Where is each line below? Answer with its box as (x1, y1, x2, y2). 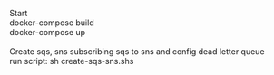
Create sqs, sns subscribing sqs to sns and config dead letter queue (9, 46, 265, 57)
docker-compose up (9, 27, 86, 37)
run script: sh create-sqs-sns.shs (9, 56, 134, 66)
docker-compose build (9, 17, 94, 28)
